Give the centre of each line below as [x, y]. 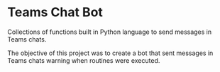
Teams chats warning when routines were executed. [84, 60]
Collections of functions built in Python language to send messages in [110, 32]
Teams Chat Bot [55, 12]
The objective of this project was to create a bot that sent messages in [110, 53]
